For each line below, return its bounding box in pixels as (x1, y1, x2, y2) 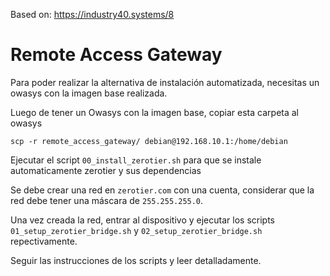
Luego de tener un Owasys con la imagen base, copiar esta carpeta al (10, 106, 299, 118)
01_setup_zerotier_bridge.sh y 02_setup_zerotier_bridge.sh (10, 224, 263, 236)
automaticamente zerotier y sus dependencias (10, 164, 202, 176)
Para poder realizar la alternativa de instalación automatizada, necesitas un (10, 76, 320, 88)
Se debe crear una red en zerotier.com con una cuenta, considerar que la (10, 184, 315, 196)
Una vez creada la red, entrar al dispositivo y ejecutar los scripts (10, 214, 275, 226)
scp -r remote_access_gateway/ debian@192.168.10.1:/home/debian (10, 136, 288, 146)
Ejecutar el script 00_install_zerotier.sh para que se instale (10, 154, 262, 166)
